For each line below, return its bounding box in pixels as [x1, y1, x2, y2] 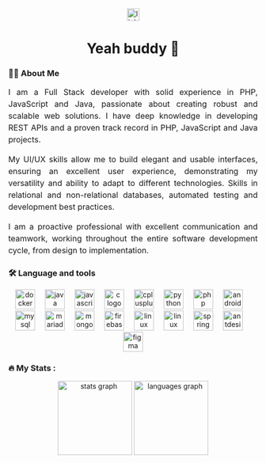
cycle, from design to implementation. [8, 245, 149, 256]
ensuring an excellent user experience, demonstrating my [8, 166, 258, 177]
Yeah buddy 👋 [86, 40, 180, 58]
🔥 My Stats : [8, 362, 56, 374]
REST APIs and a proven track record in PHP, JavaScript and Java [8, 123, 258, 134]
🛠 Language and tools [8, 268, 97, 279]
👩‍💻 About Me [8, 68, 59, 79]
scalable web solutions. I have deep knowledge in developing [8, 111, 258, 122]
